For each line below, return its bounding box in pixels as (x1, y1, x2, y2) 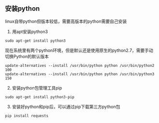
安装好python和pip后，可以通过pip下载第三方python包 (12, 104, 120, 109)
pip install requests (5, 113, 49, 118)
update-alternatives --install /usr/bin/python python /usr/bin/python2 (5, 63, 155, 68)
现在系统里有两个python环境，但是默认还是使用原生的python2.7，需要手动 (5, 47, 154, 53)
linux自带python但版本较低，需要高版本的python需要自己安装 (5, 18, 127, 24)
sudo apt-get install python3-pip (5, 94, 75, 99)
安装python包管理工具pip (12, 85, 62, 91)
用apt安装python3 (12, 29, 48, 34)
